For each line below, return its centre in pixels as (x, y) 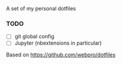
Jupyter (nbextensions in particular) (58, 43)
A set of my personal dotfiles (41, 9)
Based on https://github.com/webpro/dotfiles (61, 55)
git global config (34, 36)
